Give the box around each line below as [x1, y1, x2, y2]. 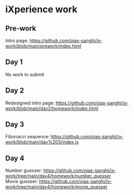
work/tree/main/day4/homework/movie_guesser [5, 184, 108, 190]
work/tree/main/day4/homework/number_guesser [5, 173, 111, 179]
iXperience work [5, 4, 78, 15]
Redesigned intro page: [5, 100, 55, 106]
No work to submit [5, 71, 45, 77]
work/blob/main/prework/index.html [5, 43, 82, 49]
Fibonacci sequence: [5, 134, 50, 140]
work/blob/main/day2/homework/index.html [5, 105, 99, 111]
